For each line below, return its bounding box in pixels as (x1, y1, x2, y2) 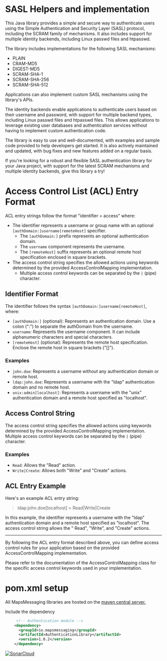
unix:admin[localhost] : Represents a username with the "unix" (12, 389, 142, 395)
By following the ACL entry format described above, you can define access (5, 539, 159, 545)
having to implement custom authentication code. (5, 127, 107, 133)
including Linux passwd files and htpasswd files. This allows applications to (5, 117, 160, 123)
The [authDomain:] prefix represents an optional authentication (19, 233, 149, 239)
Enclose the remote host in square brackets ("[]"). (12, 344, 115, 350)
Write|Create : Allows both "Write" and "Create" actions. (12, 467, 127, 473)
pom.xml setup (5, 583, 69, 594)
